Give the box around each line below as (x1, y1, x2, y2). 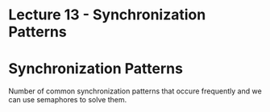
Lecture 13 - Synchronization (8, 6, 206, 24)
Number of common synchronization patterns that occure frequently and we (8, 86, 262, 96)
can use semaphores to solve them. (8, 95, 127, 105)
